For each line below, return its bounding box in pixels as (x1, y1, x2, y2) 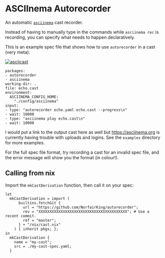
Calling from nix (5, 169, 55, 178)
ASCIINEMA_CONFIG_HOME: (9, 94, 58, 99)
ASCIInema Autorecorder (5, 3, 111, 14)
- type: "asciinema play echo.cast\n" (5, 116, 85, 121)
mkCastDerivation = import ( (9, 196, 70, 201)
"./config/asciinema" (14, 99, 58, 104)
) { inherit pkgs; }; (14, 226, 58, 231)
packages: (5, 68, 26, 73)
